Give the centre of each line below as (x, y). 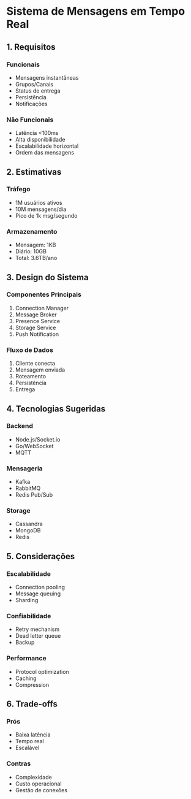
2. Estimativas (34, 172)
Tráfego (18, 189)
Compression (32, 684)
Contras (19, 763)
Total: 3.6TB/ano (36, 258)
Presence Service (37, 321)
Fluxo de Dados (30, 350)
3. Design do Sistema (47, 277)
